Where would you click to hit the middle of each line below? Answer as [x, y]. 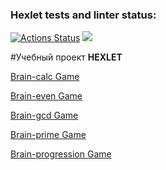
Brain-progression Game [61, 154]
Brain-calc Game [45, 77]
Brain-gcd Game [44, 115]
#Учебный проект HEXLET [66, 57]
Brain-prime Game [48, 135]
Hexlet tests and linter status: [83, 15]
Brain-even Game [46, 96]
